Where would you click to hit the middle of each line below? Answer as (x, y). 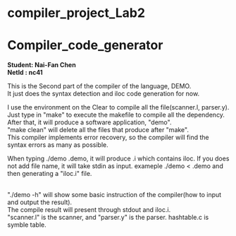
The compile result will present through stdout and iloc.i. (89, 210)
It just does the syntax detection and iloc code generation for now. (103, 94)
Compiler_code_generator (85, 46)
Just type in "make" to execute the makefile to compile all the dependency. (116, 115)
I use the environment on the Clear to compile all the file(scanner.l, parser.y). (118, 107)
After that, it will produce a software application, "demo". (89, 122)
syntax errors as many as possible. (58, 145)
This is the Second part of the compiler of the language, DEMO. (99, 86)
